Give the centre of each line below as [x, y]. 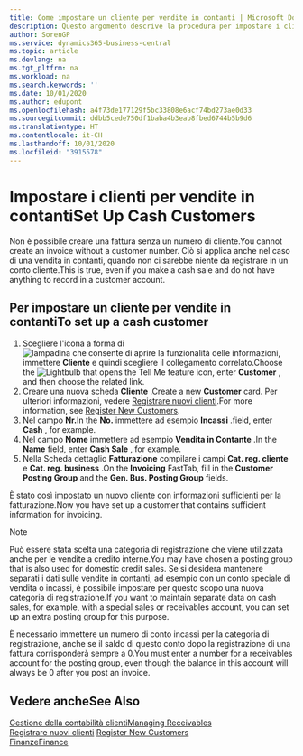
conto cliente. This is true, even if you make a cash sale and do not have [142, 270]
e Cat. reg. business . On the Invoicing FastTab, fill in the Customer [147, 468]
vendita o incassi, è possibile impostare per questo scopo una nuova [137, 588]
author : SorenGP [40, 34]
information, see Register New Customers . [101, 411]
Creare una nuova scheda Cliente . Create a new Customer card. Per [150, 392]
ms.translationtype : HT [54, 127]
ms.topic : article [44, 51]
